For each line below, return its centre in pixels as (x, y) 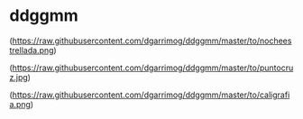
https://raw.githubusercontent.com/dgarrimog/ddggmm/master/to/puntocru (153, 68)
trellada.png (32, 50)
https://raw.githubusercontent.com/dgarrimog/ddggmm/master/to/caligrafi (151, 95)
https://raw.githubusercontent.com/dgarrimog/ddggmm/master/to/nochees (152, 41)
